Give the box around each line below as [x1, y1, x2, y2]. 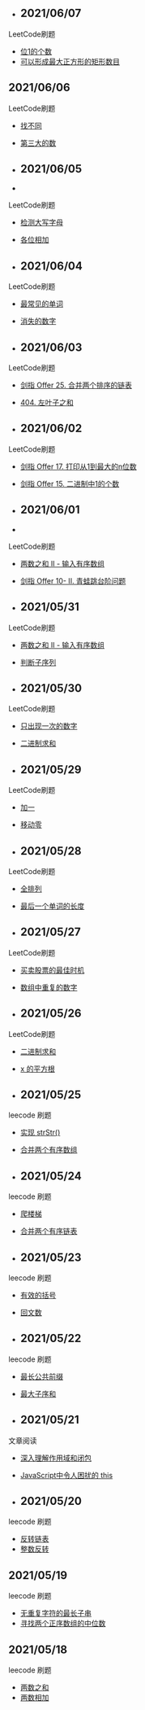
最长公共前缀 [19, 1371, 63, 1381]
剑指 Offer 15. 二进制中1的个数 [19, 479, 120, 488]
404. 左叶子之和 [19, 398, 75, 408]
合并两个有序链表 [19, 1227, 78, 1236]
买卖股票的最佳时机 [19, 964, 85, 975]
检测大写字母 [19, 217, 63, 227]
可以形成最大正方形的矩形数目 [19, 56, 120, 66]
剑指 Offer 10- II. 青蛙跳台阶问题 [19, 575, 126, 585]
